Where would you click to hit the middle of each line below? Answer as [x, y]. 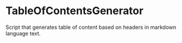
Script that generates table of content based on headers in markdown [91, 27]
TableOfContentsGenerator [75, 11]
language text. [23, 33]
